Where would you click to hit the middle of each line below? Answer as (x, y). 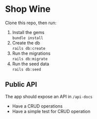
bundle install (28, 38)
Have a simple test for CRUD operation (51, 111)
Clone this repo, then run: (31, 23)
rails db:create (29, 48)
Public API (21, 85)
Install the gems (28, 32)
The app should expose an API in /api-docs (49, 96)
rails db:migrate (30, 59)
